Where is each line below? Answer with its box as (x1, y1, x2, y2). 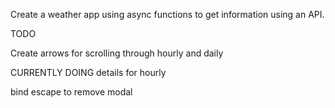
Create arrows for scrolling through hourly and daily (10, 47, 224, 59)
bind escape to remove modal (10, 86, 133, 98)
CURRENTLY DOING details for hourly (10, 67, 167, 78)
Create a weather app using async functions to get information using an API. (10, 9, 325, 20)
